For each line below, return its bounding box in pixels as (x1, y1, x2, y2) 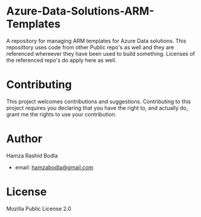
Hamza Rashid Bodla (6, 152, 58, 159)
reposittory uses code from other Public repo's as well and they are (6, 44, 174, 51)
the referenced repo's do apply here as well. (6, 56, 117, 64)
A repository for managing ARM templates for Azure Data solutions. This (6, 37, 186, 44)
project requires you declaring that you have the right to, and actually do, (6, 104, 188, 112)
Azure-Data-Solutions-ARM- (6, 4, 154, 18)
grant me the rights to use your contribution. (6, 110, 117, 118)
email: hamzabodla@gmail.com (15, 164, 94, 171)
